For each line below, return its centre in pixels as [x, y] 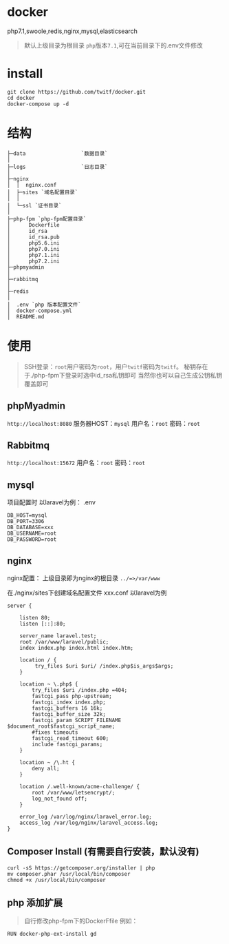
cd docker [21, 98]
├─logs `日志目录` [57, 167]
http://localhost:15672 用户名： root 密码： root [76, 463]
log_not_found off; [60, 799]
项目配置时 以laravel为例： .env [52, 502]
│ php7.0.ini [33, 249]
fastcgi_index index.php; [69, 702]
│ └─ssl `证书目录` [34, 205]
